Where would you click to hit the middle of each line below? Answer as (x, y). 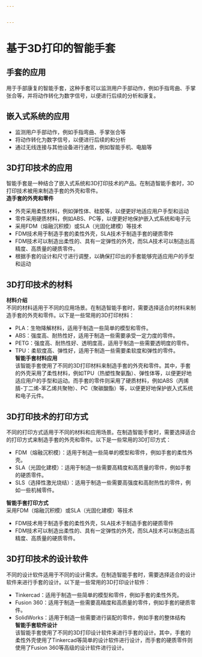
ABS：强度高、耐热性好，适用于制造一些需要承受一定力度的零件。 (96, 336)
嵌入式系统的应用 (38, 116)
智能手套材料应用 (36, 358)
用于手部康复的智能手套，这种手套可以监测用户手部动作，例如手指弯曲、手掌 (101, 88)
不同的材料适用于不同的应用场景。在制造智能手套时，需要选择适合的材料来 (98, 308)
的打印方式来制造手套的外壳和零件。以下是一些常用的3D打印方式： (89, 440)
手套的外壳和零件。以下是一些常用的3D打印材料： (73, 315)
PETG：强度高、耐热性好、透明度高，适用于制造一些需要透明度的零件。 (103, 343)
